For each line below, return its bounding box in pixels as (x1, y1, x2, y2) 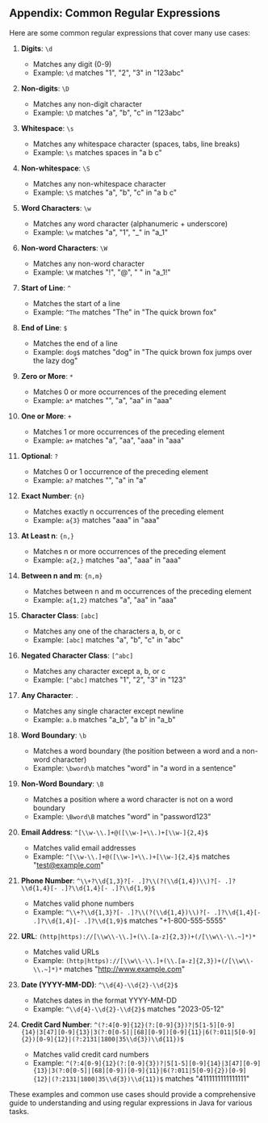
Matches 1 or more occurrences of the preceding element (32, 427, 225, 436)
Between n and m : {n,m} (20, 570, 103, 580)
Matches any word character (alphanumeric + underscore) (32, 218, 228, 229)
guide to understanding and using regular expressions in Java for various (9, 1098, 253, 1108)
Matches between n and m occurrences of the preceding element (32, 586, 252, 596)
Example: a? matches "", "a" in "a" (32, 475, 147, 485)
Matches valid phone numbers (32, 898, 135, 908)
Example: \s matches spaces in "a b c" (32, 147, 162, 157)
